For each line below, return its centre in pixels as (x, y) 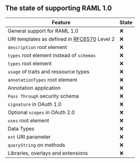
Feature (61, 22)
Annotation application (34, 88)
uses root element (28, 120)
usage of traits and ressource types (49, 71)
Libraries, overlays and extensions (48, 153)
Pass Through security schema (43, 96)
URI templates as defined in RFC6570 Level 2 (61, 39)
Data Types (21, 128)
